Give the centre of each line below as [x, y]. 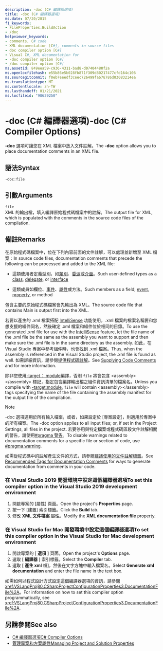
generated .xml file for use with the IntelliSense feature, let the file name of [80, 332]
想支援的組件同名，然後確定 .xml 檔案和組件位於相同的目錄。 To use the [76, 326]
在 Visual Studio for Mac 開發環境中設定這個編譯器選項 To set [77, 529]
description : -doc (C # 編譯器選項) [39, 9]
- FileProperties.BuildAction [36, 28]
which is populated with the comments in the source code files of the [74, 217]
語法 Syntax [22, 168]
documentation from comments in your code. [50, 466]
